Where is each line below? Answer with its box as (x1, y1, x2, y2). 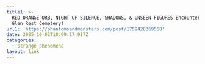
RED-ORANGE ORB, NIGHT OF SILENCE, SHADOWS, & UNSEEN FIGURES (12, 15, 173, 21)
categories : (6, 37, 37, 43)
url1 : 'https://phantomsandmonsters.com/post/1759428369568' (6, 26, 165, 32)
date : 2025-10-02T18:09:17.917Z (6, 32, 88, 38)
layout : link (6, 49, 40, 55)
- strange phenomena (12, 43, 64, 49)
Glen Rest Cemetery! (12, 20, 64, 26)
